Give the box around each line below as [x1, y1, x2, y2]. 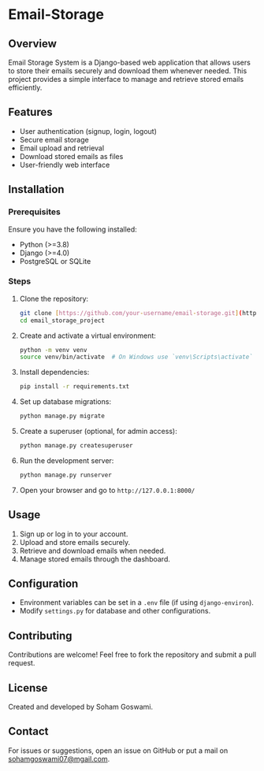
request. [8, 658, 35, 668]
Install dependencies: [19, 368, 90, 377]
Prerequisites [8, 206, 61, 217]
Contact [8, 725, 49, 738]
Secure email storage [19, 135, 89, 144]
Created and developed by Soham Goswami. [8, 702, 154, 712]
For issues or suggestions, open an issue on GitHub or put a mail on [8, 746, 229, 755]
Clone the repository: [19, 294, 89, 303]
